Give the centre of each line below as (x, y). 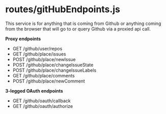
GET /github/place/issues (39, 54)
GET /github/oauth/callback (42, 101)
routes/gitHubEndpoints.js (63, 9)
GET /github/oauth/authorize (43, 106)
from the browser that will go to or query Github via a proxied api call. (78, 28)
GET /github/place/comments (44, 75)
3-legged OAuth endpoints (34, 91)
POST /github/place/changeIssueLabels (54, 70)
